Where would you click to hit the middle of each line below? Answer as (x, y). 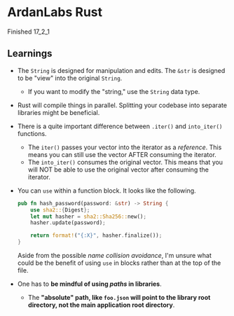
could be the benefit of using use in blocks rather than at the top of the (119, 263)
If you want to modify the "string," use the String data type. (114, 91)
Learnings (30, 54)
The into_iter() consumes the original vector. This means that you (125, 162)
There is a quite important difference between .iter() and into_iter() (120, 126)
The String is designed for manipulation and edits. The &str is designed (121, 70)
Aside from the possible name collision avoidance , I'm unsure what (114, 255)
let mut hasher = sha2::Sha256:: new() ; (89, 217)
